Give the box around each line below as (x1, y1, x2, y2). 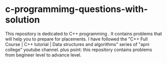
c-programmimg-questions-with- (5, 3, 148, 15)
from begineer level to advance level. (5, 51, 81, 58)
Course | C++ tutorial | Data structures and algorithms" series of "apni (5, 41, 150, 47)
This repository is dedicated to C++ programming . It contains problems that (5, 30, 162, 36)
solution (5, 14, 40, 25)
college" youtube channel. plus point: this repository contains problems (5, 46, 152, 52)
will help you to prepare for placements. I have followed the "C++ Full (5, 36, 148, 42)
